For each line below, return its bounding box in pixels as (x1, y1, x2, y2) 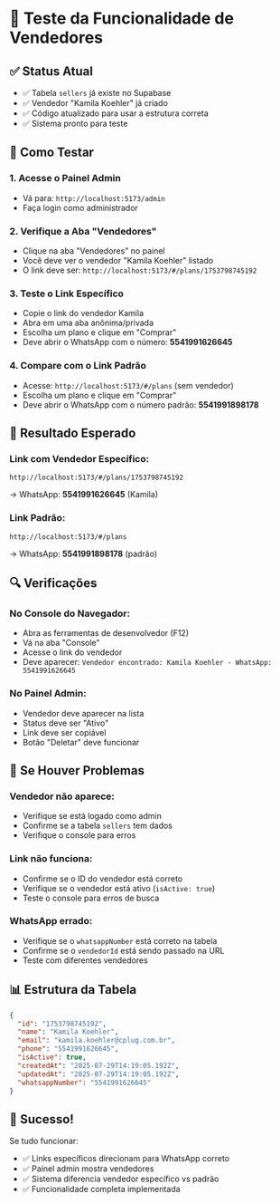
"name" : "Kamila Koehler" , (17, 1027, 119, 1036)
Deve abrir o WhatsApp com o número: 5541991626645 (22, 337, 233, 348)
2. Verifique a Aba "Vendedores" (9, 225, 157, 237)
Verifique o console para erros (22, 830, 136, 841)
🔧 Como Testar (9, 145, 95, 160)
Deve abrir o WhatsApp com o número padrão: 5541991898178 (22, 399, 259, 410)
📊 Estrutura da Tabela (9, 982, 137, 997)
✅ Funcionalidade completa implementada (22, 1184, 181, 1195)
